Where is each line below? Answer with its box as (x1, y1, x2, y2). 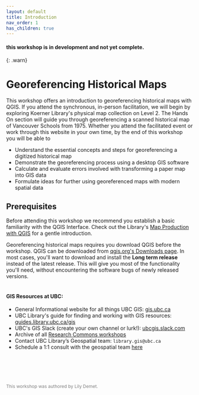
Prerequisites (6, 201, 57, 211)
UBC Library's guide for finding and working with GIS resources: (14, 312, 172, 319)
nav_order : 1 (6, 20, 38, 26)
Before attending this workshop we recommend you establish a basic (6, 217, 175, 224)
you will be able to (6, 135, 51, 142)
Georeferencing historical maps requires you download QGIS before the (6, 241, 181, 249)
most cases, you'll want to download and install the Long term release (6, 254, 178, 261)
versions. (6, 273, 28, 280)
